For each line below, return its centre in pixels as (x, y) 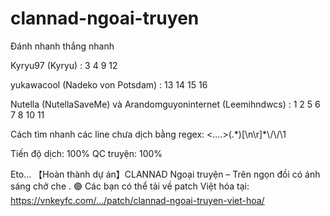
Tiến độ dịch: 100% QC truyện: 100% (86, 153)
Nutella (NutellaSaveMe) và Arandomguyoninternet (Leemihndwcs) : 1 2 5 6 (165, 104)
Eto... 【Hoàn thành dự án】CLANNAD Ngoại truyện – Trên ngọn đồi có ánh (165, 174)
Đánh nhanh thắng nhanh (62, 46)
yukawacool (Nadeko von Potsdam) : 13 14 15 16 (109, 84)
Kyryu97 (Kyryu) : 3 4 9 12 (64, 65)
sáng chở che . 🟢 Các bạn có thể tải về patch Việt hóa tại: (130, 186)
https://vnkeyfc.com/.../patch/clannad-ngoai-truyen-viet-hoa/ (137, 200)
